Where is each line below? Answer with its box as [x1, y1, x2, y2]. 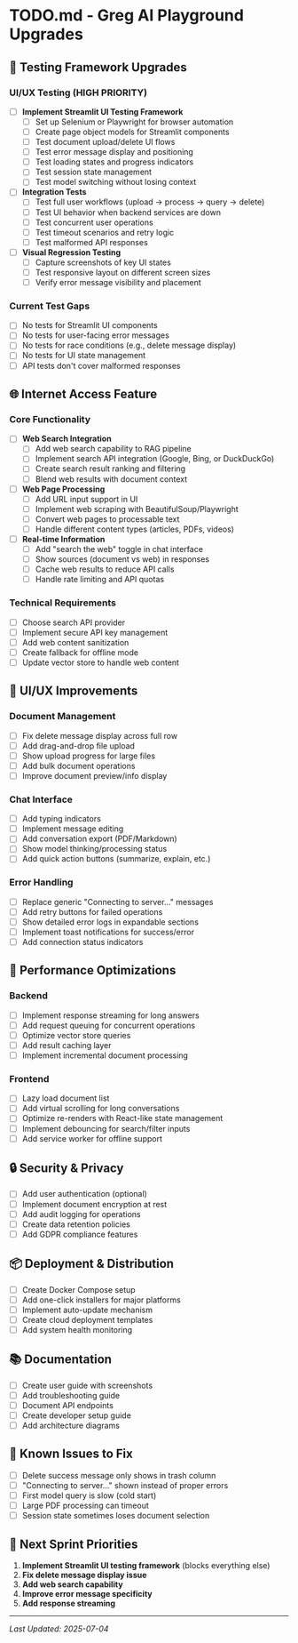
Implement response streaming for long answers [21, 1010, 200, 1021]
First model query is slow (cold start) [21, 1490, 157, 1501]
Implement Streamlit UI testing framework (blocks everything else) [21, 1559, 271, 1570]
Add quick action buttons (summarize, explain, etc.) [21, 854, 211, 864]
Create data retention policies [21, 1219, 130, 1230]
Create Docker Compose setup [21, 1284, 136, 1294]
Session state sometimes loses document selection [21, 1511, 210, 1521]
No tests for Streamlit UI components [21, 320, 158, 331]
